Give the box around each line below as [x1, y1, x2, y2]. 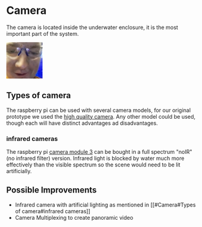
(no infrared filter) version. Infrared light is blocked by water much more [6, 155, 185, 162]
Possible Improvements [6, 185, 97, 196]
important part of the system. [6, 30, 80, 37]
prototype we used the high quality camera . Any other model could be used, [6, 113, 196, 120]
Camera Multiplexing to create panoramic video [14, 214, 134, 221]
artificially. [6, 168, 32, 175]
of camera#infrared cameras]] [14, 207, 90, 215]
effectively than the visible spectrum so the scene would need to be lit [6, 161, 181, 168]
